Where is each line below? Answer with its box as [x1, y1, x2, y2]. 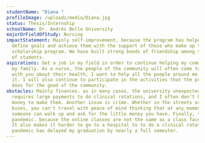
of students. [12, 54, 45, 60]
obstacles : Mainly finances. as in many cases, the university [6, 88, 171, 94]
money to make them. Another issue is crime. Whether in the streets [12, 99, 192, 105]
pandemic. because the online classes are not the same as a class [12, 116, 187, 122]
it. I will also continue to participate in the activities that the [12, 77, 192, 83]
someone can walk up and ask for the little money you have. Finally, [12, 111, 195, 117]
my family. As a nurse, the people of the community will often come [12, 65, 192, 72]
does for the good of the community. [12, 83, 108, 89]
